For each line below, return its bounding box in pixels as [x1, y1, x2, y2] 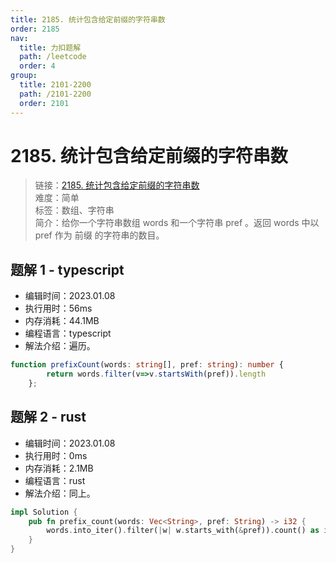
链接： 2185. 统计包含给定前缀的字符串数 [34, 179, 200, 191]
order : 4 [19, 61, 56, 71]
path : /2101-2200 [19, 89, 92, 99]
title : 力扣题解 [19, 42, 82, 53]
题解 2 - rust [10, 409, 87, 426]
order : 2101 [19, 98, 70, 108]
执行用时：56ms [24, 302, 93, 315]
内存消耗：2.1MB [24, 462, 94, 474]
